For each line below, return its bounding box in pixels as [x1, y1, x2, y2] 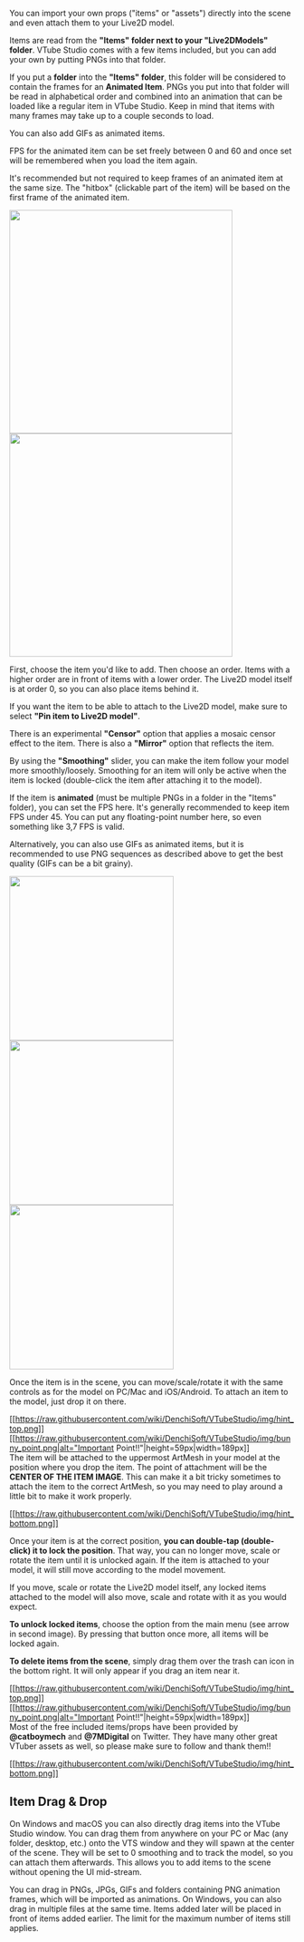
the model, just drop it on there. [9, 1396, 127, 1407]
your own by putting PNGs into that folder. [9, 54, 166, 64]
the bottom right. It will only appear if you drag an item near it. [9, 1665, 240, 1676]
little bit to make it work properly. [9, 1491, 132, 1501]
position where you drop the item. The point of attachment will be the [9, 1462, 268, 1472]
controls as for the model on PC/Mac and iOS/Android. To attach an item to [9, 1387, 289, 1397]
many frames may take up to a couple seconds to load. [9, 111, 214, 121]
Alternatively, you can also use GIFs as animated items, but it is [9, 839, 244, 849]
